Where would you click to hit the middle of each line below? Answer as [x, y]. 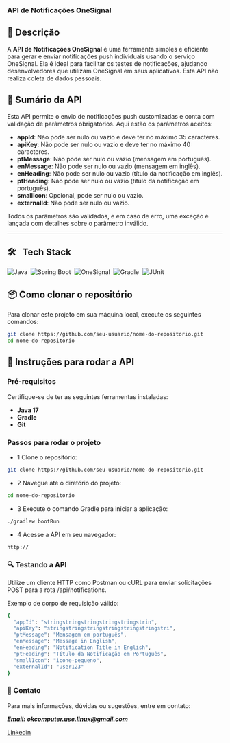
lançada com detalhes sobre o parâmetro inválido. [78, 223]
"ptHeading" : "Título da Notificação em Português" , [90, 654]
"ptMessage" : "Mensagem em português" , [70, 635]
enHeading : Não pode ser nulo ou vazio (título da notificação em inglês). [120, 173]
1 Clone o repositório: [47, 457]
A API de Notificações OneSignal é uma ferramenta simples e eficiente [108, 49]
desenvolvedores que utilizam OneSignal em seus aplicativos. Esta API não [113, 71]
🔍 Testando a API [37, 565]
